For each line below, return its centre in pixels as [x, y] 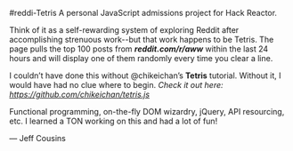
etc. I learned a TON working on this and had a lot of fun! [114, 121]
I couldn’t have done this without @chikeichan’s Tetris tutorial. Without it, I [146, 75]
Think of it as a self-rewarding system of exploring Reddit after [124, 30]
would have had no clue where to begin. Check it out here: [117, 85]
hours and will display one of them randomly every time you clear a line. [141, 58]
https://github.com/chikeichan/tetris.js [79, 94]
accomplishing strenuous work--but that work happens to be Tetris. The [142, 40]
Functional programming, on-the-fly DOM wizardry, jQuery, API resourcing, [147, 111]
